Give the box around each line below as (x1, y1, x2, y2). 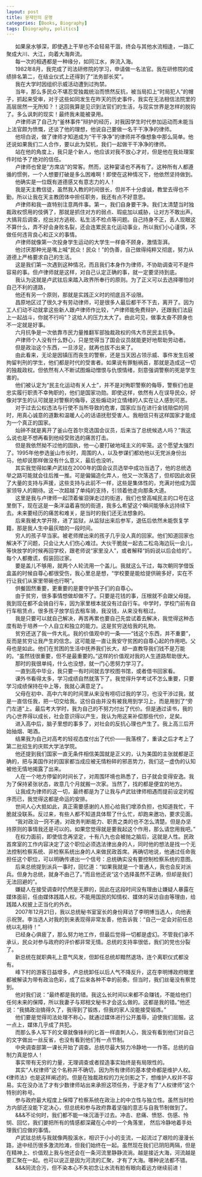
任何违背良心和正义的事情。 (11, 231, 80, 238)
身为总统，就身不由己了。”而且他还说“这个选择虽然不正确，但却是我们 (22, 871, 193, 878)
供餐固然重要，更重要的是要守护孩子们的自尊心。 (14, 585, 136, 592)
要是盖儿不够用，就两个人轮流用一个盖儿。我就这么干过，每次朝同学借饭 (14, 562, 194, 570)
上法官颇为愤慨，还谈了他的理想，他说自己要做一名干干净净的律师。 (6, 126, 175, 133)
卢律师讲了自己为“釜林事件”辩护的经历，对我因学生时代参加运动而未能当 (14, 118, 194, 125)
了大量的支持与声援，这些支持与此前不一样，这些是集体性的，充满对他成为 (6, 479, 191, 486)
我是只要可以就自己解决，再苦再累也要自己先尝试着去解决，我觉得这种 (14, 615, 189, 622)
